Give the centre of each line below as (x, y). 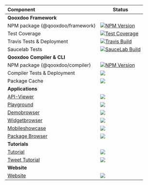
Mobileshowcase (27, 128)
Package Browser (27, 136)
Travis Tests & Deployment (38, 42)
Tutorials (18, 144)
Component (21, 9)
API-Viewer (21, 97)
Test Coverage (24, 34)
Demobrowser (24, 112)
